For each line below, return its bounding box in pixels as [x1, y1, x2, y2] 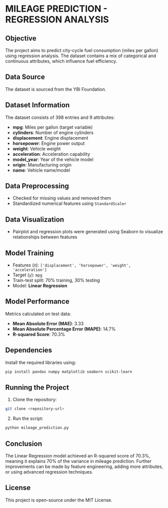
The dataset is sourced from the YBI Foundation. [5, 86, 106, 92]
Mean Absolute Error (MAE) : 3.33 [12, 320, 84, 326]
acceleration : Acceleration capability [12, 151, 90, 157]
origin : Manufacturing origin [12, 161, 72, 167]
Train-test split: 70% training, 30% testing [12, 277, 100, 283]
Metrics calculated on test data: [5, 311, 71, 317]
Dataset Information [5, 101, 70, 109]
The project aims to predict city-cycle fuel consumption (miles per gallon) [5, 48, 158, 53]
